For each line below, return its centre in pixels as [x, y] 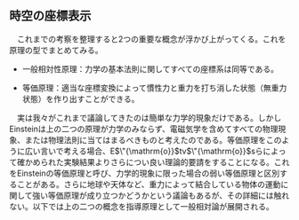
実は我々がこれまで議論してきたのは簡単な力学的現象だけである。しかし [149, 117]
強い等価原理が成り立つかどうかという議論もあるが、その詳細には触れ [161, 195]
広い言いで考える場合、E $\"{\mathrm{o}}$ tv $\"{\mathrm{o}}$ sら [144, 151]
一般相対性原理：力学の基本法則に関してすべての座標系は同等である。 [150, 68]
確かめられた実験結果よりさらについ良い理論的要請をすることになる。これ [153, 161]
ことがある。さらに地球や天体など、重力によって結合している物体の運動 [149, 184]
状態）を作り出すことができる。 [81, 98]
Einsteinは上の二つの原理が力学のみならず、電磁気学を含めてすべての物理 [144, 129]
